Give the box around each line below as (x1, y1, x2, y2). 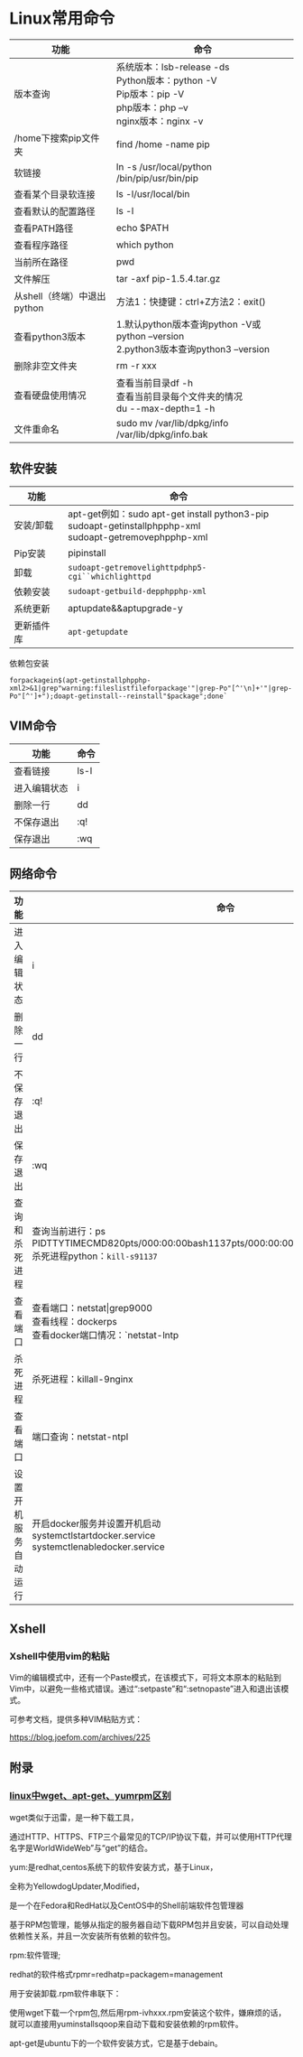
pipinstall (67, 546, 106, 559)
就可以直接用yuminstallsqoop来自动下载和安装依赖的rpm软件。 (9, 2018, 243, 2029)
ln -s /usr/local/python (115, 160, 213, 172)
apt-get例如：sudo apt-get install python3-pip (67, 507, 270, 520)
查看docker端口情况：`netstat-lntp (32, 1329, 179, 1342)
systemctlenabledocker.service (32, 1540, 165, 1553)
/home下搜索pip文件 (14, 132, 100, 144)
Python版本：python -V (115, 74, 218, 87)
